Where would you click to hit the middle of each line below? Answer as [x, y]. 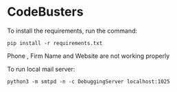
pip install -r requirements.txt [55, 43]
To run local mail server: [41, 69]
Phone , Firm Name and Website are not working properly [88, 56]
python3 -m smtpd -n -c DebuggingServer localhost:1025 [88, 81]
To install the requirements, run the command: [72, 31]
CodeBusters [45, 12]
